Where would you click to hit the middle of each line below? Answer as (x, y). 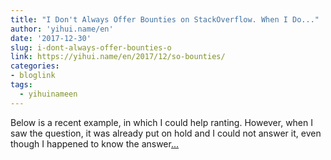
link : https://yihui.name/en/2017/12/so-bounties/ (118, 57)
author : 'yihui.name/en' (62, 29)
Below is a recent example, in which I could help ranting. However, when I (162, 122)
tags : (21, 85)
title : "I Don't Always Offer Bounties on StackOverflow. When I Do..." (165, 19)
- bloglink (33, 76)
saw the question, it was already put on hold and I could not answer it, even (166, 133)
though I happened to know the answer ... (95, 143)
